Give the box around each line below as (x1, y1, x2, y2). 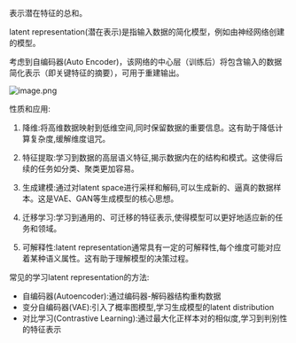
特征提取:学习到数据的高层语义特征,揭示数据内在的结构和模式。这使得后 (21, 152, 284, 162)
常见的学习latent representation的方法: (9, 272, 150, 282)
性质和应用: (9, 104, 51, 113)
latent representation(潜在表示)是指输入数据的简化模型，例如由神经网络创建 (9, 27, 285, 37)
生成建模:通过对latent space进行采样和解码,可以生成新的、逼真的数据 (21, 183, 274, 192)
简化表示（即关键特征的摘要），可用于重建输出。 (9, 67, 184, 78)
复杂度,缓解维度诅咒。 (29, 134, 111, 144)
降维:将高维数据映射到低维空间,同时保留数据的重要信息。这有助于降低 (21, 122, 276, 133)
